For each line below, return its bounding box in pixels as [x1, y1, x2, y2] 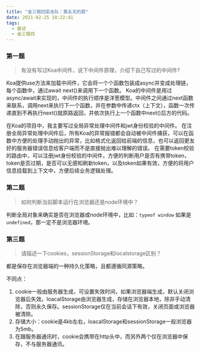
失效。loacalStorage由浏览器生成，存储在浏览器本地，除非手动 [31, 295, 185, 303]
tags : [6, 20, 20, 26]
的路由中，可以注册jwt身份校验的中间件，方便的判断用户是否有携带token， [6, 152, 190, 159]
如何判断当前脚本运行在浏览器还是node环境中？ [20, 198, 139, 206]
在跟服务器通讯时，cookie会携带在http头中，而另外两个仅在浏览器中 [14, 333, 183, 340]
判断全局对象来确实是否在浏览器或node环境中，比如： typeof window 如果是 [6, 211, 191, 218]
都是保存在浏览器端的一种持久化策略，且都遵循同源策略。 [6, 263, 148, 270]
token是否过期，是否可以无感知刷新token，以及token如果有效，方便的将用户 [6, 159, 194, 167]
